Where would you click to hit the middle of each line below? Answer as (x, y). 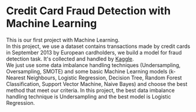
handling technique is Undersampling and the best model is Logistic (89, 97)
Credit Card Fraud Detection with (89, 11)
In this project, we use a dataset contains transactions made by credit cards (98, 46)
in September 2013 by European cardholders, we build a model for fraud (94, 52)
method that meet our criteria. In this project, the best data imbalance (91, 90)
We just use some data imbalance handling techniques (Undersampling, (94, 65)
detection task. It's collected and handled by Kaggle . (70, 59)
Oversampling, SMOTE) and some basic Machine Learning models (87, 71)
